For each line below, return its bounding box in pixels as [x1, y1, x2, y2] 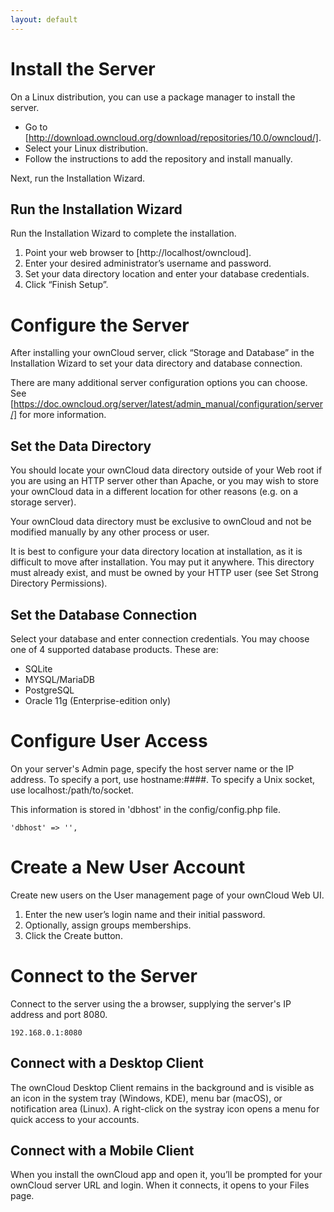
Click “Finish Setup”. [24, 279, 109, 291]
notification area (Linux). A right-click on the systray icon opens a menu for [10, 1102, 320, 1115]
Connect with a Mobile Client [10, 1142, 195, 1159]
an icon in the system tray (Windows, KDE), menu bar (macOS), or [10, 1092, 283, 1104]
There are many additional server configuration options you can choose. [10, 377, 308, 389]
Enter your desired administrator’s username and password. [24, 257, 272, 270]
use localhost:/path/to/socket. [10, 784, 134, 796]
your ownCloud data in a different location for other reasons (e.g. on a [10, 486, 299, 498]
